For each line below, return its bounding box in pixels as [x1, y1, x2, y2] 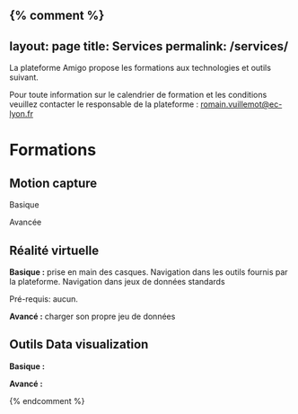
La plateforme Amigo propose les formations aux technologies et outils [9, 63, 272, 74]
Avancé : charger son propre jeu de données [9, 311, 176, 322]
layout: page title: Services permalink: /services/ [9, 39, 289, 54]
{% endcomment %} [9, 395, 85, 406]
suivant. [9, 72, 39, 83]
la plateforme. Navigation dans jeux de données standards [9, 277, 226, 287]
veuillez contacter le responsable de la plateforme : [9, 99, 199, 110]
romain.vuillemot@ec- [200, 99, 283, 110]
